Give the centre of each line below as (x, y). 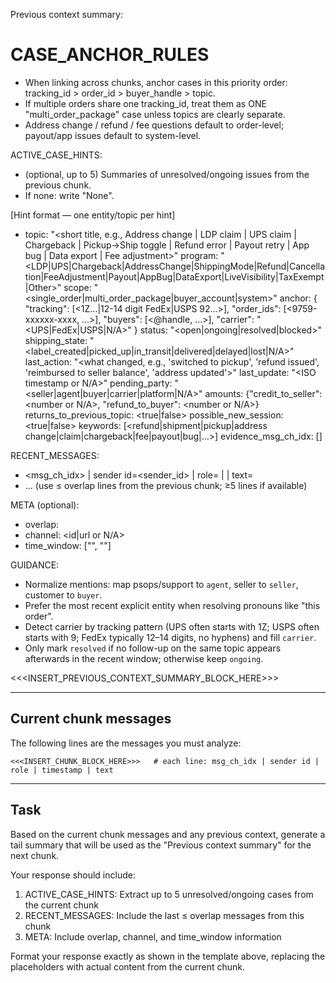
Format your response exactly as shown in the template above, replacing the (168, 956)
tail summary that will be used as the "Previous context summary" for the (161, 845)
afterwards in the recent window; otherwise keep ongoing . (144, 658)
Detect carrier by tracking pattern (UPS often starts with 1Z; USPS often (172, 626)
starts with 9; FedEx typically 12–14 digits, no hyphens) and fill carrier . (170, 637)
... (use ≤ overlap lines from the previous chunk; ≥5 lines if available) (166, 485)
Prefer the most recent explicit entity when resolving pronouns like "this (172, 605)
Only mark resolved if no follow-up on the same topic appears (153, 648)
